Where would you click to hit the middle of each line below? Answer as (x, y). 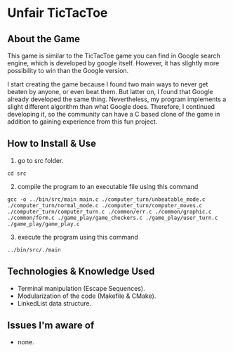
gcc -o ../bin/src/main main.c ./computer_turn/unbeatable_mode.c (106, 199)
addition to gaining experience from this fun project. (82, 122)
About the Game (44, 39)
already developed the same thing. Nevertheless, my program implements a (117, 99)
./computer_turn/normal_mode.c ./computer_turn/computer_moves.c (105, 205)
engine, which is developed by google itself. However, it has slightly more (113, 63)
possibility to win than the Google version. (68, 71)
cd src (17, 174)
